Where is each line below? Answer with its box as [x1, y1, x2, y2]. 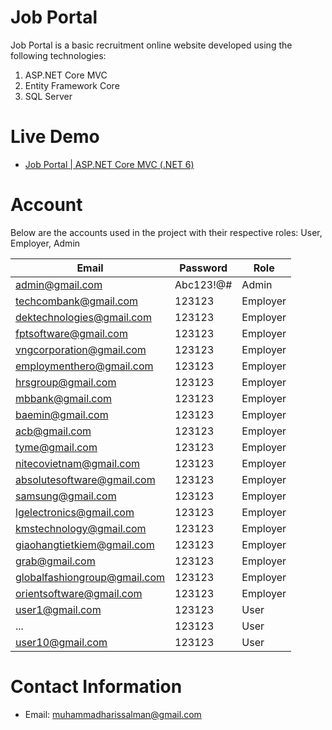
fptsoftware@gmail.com [15, 326, 128, 340]
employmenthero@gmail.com [15, 359, 154, 373]
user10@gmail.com [15, 635, 108, 649]
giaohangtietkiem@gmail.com [15, 537, 155, 551]
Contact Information [10, 676, 183, 698]
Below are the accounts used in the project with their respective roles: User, [10, 226, 323, 238]
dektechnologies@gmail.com [15, 310, 152, 324]
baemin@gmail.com [15, 407, 109, 421]
